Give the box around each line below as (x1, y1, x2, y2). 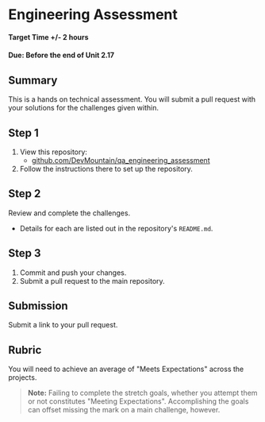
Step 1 (8, 126, 40, 140)
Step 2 (8, 187, 41, 200)
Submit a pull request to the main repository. (19, 276, 165, 285)
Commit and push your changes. (19, 268, 127, 277)
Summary (8, 73, 58, 87)
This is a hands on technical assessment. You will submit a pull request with (8, 95, 256, 104)
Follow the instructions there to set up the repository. (19, 165, 193, 173)
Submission (8, 300, 69, 313)
